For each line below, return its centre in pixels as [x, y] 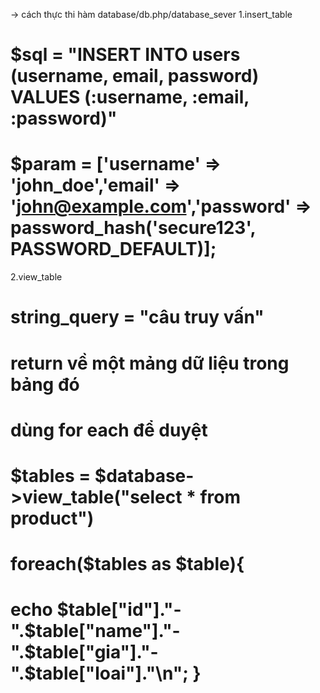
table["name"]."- [108, 631]
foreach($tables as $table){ [127, 564]
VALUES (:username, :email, [130, 97]
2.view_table [36, 277]
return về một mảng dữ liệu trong [150, 363]
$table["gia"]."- [91, 652]
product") [52, 518]
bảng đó [45, 384]
